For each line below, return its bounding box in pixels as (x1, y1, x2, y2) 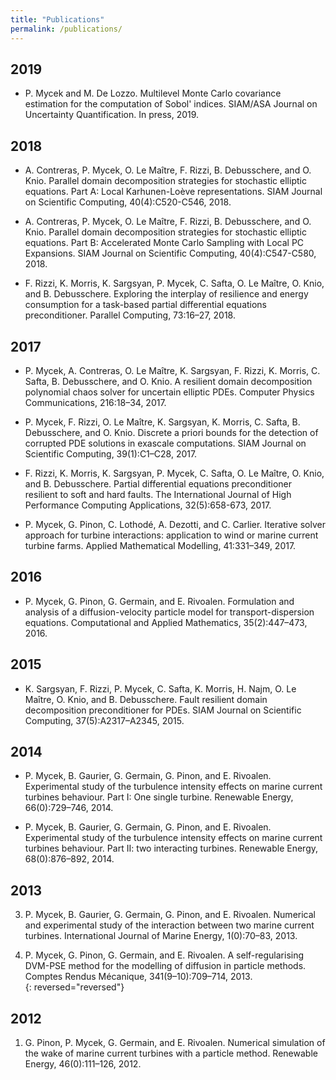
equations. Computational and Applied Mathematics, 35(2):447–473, (24, 616, 308, 628)
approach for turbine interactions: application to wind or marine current (24, 529, 319, 541)
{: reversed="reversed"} (24, 981, 125, 993)
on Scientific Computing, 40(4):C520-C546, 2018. (24, 196, 232, 208)
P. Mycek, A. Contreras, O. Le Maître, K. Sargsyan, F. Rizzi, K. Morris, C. (24, 364, 321, 376)
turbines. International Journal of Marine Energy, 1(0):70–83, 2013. (24, 930, 298, 942)
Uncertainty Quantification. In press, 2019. (24, 109, 200, 121)
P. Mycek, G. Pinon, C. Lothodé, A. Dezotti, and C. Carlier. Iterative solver (24, 518, 326, 530)
